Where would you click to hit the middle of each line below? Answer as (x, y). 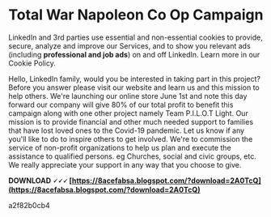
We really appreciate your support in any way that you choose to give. (125, 164)
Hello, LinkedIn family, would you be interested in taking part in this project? (135, 79)
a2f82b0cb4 (29, 205)
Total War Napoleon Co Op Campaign (136, 15)
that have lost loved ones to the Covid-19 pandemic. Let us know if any (127, 130)
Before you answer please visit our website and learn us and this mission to (134, 87)
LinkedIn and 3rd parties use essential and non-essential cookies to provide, (135, 37)
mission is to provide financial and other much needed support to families (131, 121)
